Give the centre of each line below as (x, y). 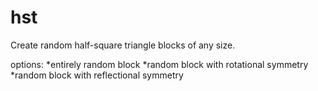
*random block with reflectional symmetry (97, 75)
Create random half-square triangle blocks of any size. (123, 45)
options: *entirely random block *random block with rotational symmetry (159, 64)
